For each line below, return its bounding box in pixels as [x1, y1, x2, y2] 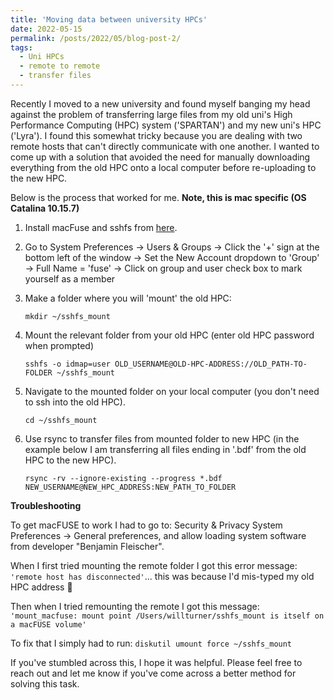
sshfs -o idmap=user [24, 359, 111, 369]
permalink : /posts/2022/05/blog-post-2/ [10, 33, 182, 43]
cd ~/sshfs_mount [24, 415, 98, 425]
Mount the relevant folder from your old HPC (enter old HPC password [24, 329, 315, 341]
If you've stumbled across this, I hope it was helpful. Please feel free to [10, 656, 303, 668]
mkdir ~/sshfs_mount [24, 311, 111, 321]
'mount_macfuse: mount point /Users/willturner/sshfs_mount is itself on [10, 611, 325, 621]
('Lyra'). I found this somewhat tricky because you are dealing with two [10, 129, 303, 141]
